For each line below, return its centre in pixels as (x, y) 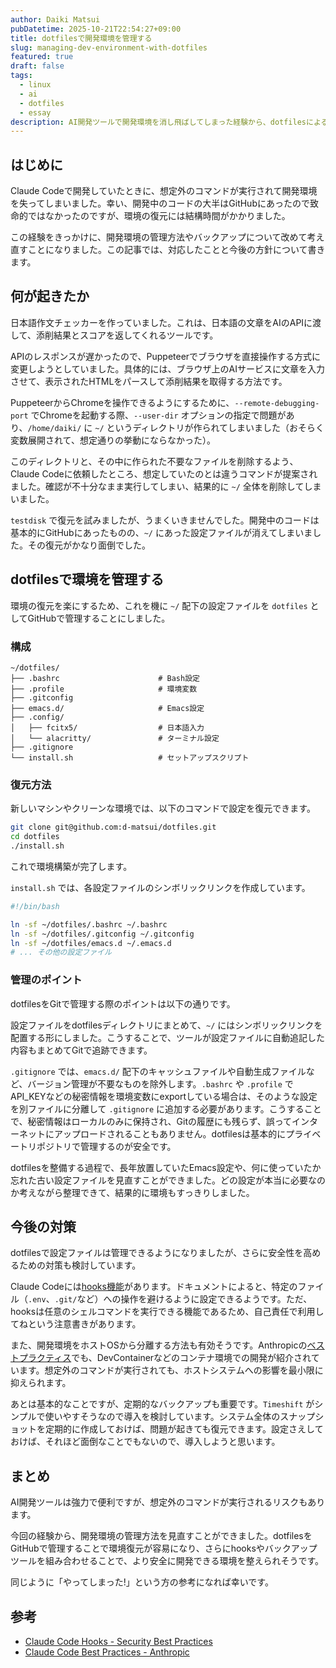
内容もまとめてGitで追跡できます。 (81, 1050)
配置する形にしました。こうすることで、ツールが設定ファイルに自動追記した (168, 1037)
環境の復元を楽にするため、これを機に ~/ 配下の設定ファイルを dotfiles (159, 605)
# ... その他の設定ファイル (61, 952)
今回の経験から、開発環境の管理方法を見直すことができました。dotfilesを (161, 1536)
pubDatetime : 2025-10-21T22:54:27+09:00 (96, 29)
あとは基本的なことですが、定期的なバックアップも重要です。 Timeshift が (162, 1404)
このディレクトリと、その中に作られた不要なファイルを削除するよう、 (154, 461)
